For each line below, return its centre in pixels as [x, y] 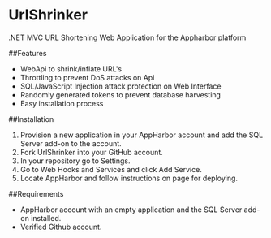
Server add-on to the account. [71, 143]
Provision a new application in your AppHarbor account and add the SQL [142, 135]
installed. [46, 218]
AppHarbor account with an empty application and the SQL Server [131, 210]
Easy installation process [62, 103]
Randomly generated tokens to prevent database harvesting [120, 94]
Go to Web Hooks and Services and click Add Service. [111, 169]
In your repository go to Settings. [75, 161]
